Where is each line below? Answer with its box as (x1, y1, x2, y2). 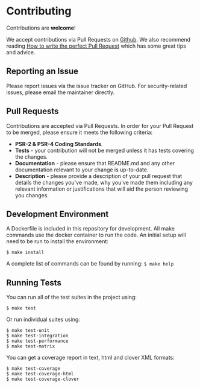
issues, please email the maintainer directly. (6, 89, 115, 96)
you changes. (14, 191, 49, 199)
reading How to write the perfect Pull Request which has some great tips (6, 42, 187, 49)
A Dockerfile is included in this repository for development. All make (6, 225, 175, 232)
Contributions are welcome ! (6, 24, 76, 31)
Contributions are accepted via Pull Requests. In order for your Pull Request (6, 122, 194, 129)
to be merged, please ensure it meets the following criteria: (6, 129, 153, 136)
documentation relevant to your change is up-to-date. (14, 166, 149, 173)
